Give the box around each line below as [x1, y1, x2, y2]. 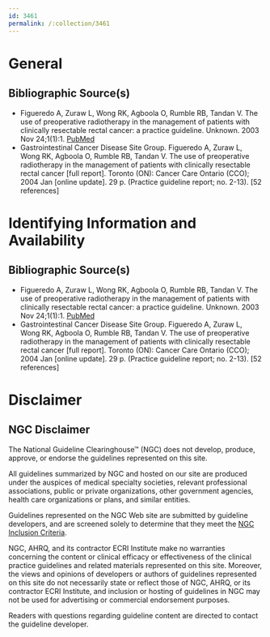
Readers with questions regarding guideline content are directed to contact [8, 610, 259, 620]
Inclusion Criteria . [8, 528, 67, 537]
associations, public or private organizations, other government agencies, [8, 485, 254, 495]
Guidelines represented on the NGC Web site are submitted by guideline [8, 510, 248, 519]
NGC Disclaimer [8, 423, 91, 437]
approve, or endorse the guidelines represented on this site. [8, 453, 208, 463]
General [8, 54, 63, 73]
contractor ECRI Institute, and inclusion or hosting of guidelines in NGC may [8, 586, 260, 596]
